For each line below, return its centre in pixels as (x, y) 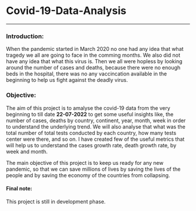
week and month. (27, 151)
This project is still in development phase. (56, 201)
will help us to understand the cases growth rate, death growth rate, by (91, 145)
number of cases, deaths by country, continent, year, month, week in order (96, 120)
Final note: (19, 189)
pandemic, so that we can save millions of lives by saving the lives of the (93, 169)
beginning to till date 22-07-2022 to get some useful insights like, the (90, 114)
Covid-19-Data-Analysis (66, 11)
